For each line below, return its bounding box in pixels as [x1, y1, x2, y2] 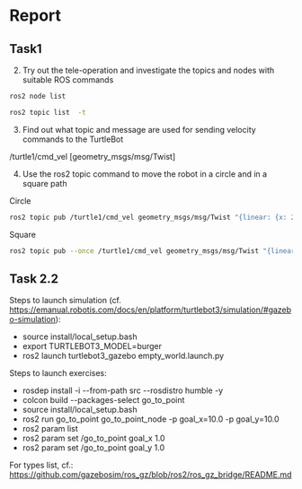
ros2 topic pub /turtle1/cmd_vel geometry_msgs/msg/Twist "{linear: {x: [9, 213, 288, 222]
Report [9, 5, 61, 26]
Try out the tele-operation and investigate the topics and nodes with [22, 65, 275, 75]
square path [22, 178, 67, 188]
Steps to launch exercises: [9, 368, 108, 379]
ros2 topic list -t [9, 108, 87, 117]
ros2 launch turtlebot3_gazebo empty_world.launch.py [22, 351, 225, 362]
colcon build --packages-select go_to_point [22, 395, 185, 406]
